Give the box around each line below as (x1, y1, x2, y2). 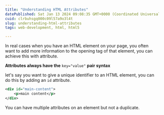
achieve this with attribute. (5, 53, 59, 59)
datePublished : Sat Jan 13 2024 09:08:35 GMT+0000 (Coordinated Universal (5, 12, 161, 17)
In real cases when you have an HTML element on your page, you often (5, 43, 149, 49)
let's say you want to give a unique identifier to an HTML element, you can (5, 72, 155, 78)
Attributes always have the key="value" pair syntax (5, 63, 111, 69)
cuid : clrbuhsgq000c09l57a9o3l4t (5, 16, 73, 21)
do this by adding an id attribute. (5, 77, 71, 83)
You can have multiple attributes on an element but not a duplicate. (5, 104, 140, 110)
